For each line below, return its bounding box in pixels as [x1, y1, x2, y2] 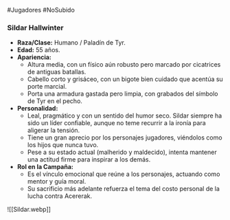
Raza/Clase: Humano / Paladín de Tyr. [16, 38, 126, 47]
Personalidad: [16, 104, 58, 113]
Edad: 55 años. [16, 46, 60, 54]
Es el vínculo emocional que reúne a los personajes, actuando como [27, 170, 220, 178]
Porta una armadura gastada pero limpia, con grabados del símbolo [27, 89, 218, 98]
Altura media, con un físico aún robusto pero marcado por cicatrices [27, 60, 221, 69]
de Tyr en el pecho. [27, 97, 82, 105]
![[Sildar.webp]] [7, 206, 51, 214]
